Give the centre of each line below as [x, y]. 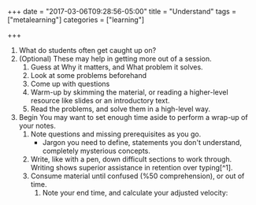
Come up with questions [70, 84]
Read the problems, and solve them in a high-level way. [120, 109]
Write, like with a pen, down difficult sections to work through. [131, 159]
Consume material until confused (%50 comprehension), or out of [137, 176]
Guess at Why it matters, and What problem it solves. [117, 67]
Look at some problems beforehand [89, 75]
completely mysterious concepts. [96, 151]
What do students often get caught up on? [87, 50]
